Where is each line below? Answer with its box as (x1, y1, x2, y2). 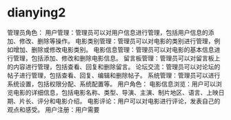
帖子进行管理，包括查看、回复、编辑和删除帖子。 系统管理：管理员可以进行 (7, 71, 221, 80)
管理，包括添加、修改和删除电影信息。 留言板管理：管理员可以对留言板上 (12, 53, 221, 62)
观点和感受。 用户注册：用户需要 (7, 105, 100, 114)
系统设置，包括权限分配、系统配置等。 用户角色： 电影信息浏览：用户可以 (7, 80, 216, 88)
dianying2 (7, 5, 66, 21)
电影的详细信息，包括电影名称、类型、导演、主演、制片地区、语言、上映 (12, 88, 219, 97)
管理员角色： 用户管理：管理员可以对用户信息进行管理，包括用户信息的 (7, 28, 208, 36)
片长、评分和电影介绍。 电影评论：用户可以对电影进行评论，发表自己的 (19, 97, 221, 105)
